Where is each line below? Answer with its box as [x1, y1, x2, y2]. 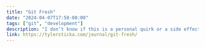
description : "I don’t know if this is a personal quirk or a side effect [6, 26, 201, 32]
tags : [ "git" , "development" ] [6, 20, 84, 26]
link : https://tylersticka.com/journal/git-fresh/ [6, 32, 138, 38]
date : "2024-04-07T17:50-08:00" [6, 15, 88, 21]
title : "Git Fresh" [6, 9, 56, 15]
